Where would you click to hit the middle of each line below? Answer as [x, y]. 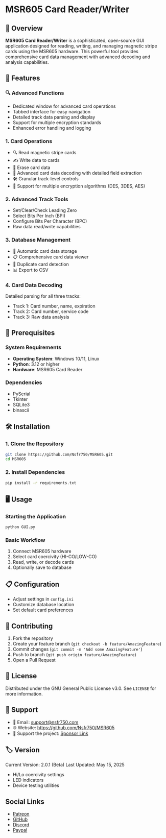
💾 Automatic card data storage [45, 251]
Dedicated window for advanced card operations [64, 106]
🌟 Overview [24, 28]
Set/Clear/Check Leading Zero [45, 210]
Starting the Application [36, 516]
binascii [21, 410]
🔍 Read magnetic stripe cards [44, 152]
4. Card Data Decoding [34, 285]
